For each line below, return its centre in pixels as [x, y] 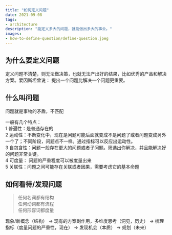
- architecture [21, 24]
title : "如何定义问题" [27, 10]
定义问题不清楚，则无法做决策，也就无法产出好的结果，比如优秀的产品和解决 [86, 74]
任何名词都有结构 [36, 198]
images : [14, 34]
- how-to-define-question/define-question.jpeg [57, 39]
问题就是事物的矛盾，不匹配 [35, 111]
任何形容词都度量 [36, 210]
